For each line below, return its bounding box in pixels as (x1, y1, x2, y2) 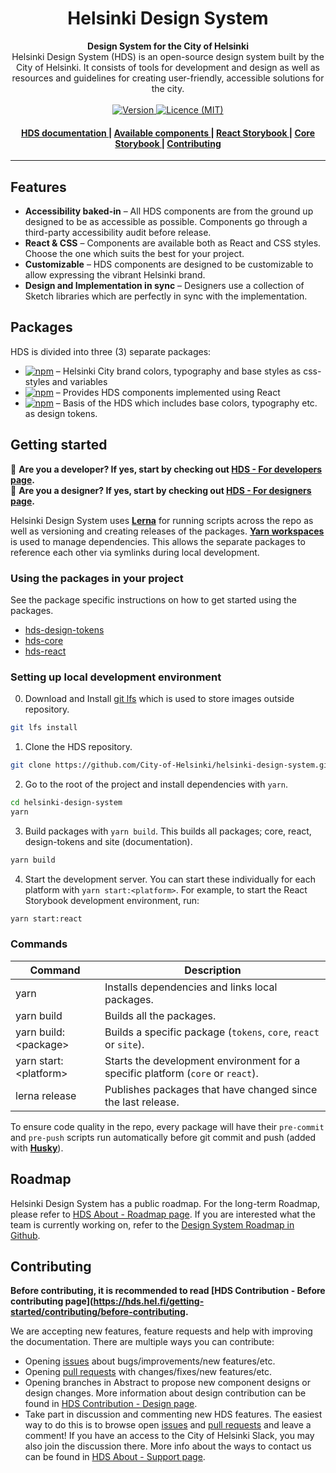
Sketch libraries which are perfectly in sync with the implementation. (24, 290, 308, 302)
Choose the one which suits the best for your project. (24, 247, 245, 259)
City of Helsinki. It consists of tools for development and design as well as (15, 61, 321, 73)
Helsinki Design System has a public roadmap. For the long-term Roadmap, (10, 1197, 321, 1209)
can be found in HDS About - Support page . (24, 1451, 206, 1463)
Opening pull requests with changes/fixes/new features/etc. (24, 1366, 273, 1378)
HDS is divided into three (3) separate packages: (10, 345, 212, 357)
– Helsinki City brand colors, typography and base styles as (55, 365, 302, 377)
